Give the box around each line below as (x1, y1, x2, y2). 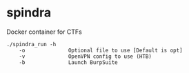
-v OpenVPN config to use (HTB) (19, 53, 152, 60)
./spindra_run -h (6, 41, 57, 48)
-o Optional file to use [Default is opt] (19, 47, 183, 54)
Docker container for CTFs (6, 28, 82, 36)
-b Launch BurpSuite (19, 59, 118, 66)
